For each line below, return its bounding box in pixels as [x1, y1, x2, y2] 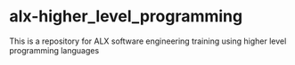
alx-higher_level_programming [9, 6, 243, 27]
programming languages [9, 45, 100, 55]
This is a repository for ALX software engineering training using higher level [9, 36, 287, 46]
